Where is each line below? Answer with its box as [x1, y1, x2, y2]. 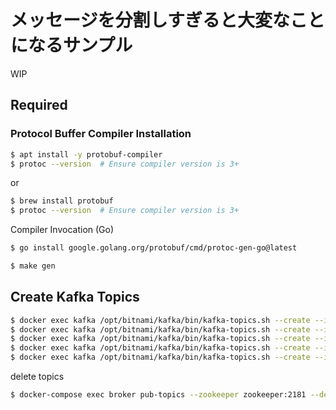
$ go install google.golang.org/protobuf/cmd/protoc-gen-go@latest [10, 243, 298, 253]
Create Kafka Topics [10, 289, 140, 306]
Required [10, 97, 68, 114]
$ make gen [10, 261, 56, 271]
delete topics [10, 371, 65, 383]
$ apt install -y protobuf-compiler [10, 149, 163, 160]
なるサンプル [28, 34, 133, 57]
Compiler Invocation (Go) [10, 224, 115, 236]
